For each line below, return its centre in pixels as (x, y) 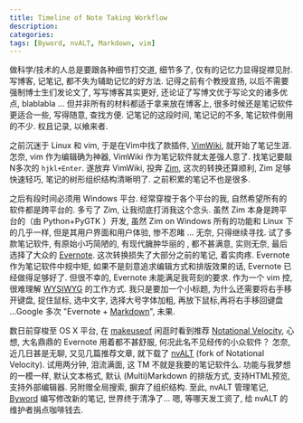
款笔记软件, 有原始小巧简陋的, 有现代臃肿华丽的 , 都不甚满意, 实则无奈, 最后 (148, 244)
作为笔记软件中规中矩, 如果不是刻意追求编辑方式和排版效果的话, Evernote (146, 267)
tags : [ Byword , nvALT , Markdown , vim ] (82, 43)
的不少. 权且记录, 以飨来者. (59, 127)
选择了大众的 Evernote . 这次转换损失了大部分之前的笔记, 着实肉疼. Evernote (150, 255)
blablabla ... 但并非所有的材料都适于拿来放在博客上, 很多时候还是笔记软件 (157, 104)
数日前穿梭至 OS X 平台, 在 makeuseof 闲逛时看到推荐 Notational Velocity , (147, 331)
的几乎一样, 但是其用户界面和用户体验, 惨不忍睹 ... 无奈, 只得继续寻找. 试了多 (151, 232)
